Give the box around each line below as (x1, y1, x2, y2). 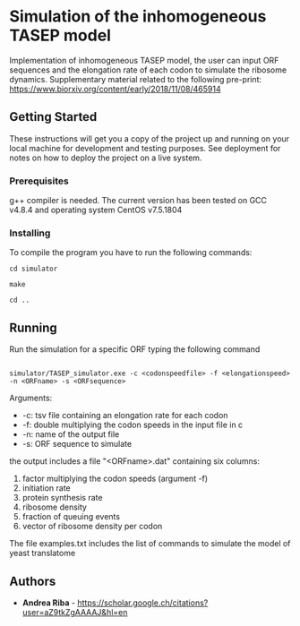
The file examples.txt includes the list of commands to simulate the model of (9, 538, 291, 549)
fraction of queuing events (21, 511, 121, 522)
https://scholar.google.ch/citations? (77, 597, 209, 608)
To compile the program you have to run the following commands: (9, 247, 253, 258)
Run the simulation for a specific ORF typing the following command (9, 344, 261, 355)
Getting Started (9, 109, 98, 124)
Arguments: (9, 392, 53, 404)
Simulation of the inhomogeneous (9, 6, 267, 27)
